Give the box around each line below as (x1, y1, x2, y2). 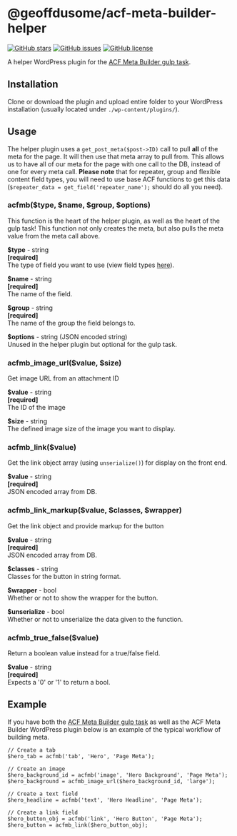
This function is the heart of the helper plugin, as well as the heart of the (7, 216, 220, 225)
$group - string (7, 303, 54, 312)
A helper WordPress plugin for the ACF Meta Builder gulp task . (7, 57, 191, 66)
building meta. (7, 732, 50, 741)
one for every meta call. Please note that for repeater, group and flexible (7, 167, 221, 176)
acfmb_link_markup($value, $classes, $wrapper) (7, 505, 182, 515)
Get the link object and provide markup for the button (7, 521, 164, 530)
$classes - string (7, 564, 59, 573)
